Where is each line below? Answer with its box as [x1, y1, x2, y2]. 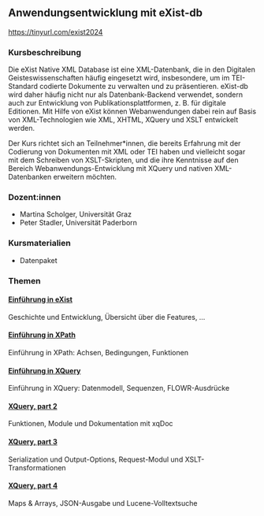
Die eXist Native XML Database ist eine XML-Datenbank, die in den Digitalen [8, 65, 256, 74]
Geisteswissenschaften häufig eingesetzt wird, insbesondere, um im [8, 73, 230, 83]
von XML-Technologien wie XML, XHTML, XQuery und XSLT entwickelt [8, 115, 239, 124]
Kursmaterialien [8, 238, 71, 249]
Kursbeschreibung [8, 46, 81, 58]
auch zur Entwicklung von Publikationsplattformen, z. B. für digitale [8, 98, 226, 108]
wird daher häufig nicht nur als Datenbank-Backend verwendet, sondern [8, 90, 243, 99]
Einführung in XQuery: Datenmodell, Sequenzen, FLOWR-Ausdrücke [8, 384, 230, 393]
